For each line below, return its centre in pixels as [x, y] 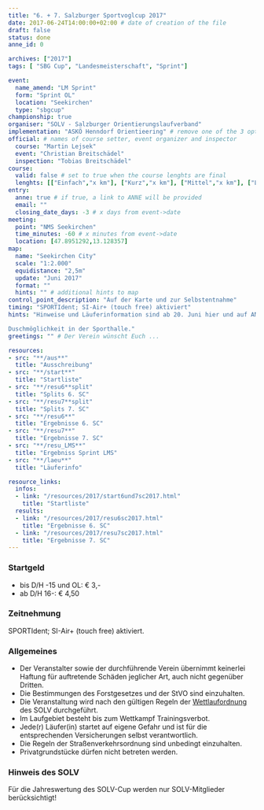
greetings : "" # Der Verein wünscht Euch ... [84, 336]
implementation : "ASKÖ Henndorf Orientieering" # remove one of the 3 [126, 132]
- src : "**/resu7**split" [50, 401]
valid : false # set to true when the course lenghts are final [121, 176]
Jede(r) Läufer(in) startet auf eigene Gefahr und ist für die [113, 727]
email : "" [31, 205]
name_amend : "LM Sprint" [56, 87]
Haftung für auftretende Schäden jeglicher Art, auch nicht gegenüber [131, 677]
